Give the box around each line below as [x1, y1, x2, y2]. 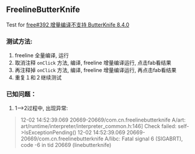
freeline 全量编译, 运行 [14, 52, 69, 59]
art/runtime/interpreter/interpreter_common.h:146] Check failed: [20, 123, 177, 130]
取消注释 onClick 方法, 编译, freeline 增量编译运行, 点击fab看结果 [14, 59, 171, 67]
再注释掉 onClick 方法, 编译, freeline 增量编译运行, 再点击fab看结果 [14, 67, 177, 74]
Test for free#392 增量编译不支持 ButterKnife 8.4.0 [6, 21, 130, 28]
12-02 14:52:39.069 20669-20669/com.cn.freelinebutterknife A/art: [20, 116, 186, 123]
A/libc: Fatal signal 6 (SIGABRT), [104, 135, 183, 142]
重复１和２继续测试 [14, 74, 62, 81]
